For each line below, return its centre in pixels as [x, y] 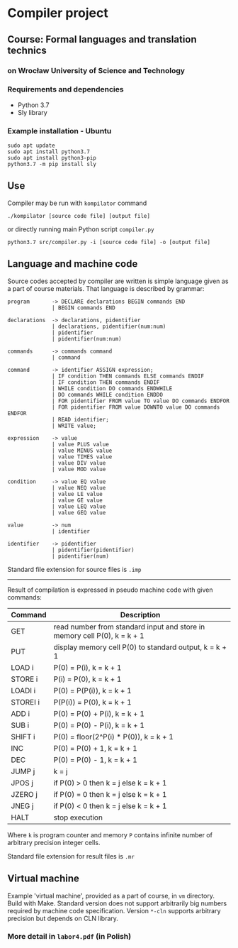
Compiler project [58, 13]
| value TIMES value [82, 457]
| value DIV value [79, 463]
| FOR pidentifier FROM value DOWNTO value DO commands [136, 407]
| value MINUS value [82, 451]
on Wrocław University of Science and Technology [96, 70]
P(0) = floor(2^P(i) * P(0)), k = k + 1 [113, 737]
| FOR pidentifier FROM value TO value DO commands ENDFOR [141, 401]
